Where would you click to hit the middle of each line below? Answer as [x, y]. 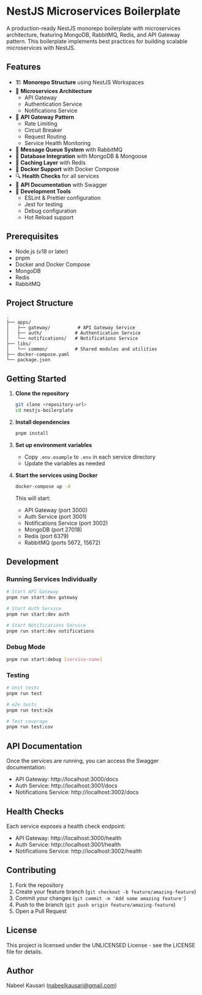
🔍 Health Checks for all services [57, 176]
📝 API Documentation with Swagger [61, 184]
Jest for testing [43, 204]
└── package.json [28, 360]
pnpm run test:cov [30, 727]
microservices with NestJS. [41, 48]
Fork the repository [39, 885]
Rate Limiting [41, 123]
